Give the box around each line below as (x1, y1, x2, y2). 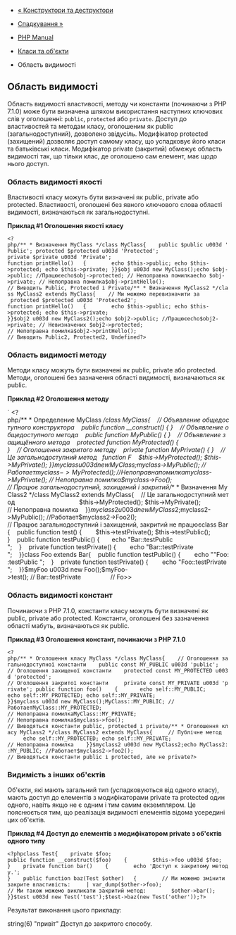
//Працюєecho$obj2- (161, 315, 219, 322)
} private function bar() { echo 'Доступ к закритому (7, 862, 210, 870)
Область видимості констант (7, 591, 113, 601)
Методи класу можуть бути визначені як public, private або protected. (7, 366, 217, 375)
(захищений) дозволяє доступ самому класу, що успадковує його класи (7, 137, 225, 145)
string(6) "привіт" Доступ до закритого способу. (7, 920, 153, 928)
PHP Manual (17, 33, 54, 42)
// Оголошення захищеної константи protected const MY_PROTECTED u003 (7, 667, 229, 674)
